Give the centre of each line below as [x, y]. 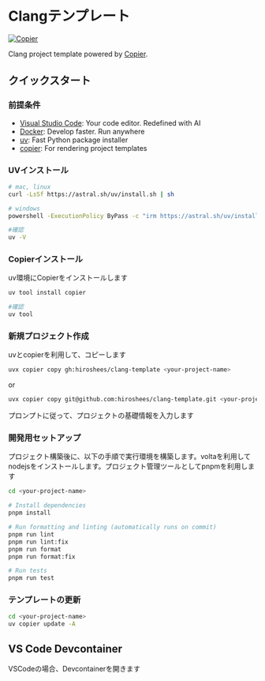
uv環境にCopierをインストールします [68, 278]
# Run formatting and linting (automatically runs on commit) [112, 527]
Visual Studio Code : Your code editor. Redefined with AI [110, 122]
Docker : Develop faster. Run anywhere [82, 131]
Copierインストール [46, 259]
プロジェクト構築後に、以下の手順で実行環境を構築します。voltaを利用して [129, 457]
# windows [24, 209]
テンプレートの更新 [45, 600]
